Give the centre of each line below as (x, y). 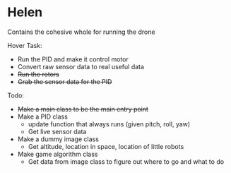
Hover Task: (25, 45)
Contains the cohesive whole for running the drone (81, 32)
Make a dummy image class (58, 139)
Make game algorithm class (58, 154)
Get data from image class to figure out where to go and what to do (126, 161)
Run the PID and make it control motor (73, 59)
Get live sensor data (57, 131)
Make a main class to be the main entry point (83, 109)
